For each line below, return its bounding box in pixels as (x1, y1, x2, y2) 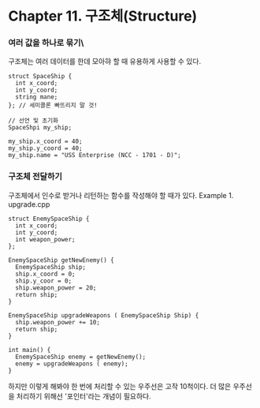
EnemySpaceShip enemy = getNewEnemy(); (15, 353, 147, 361)
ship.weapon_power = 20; (15, 283, 97, 292)
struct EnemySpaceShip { (8, 215, 90, 223)
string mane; (15, 93, 58, 101)
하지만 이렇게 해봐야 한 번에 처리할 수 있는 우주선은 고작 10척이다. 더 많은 (8, 381, 232, 391)
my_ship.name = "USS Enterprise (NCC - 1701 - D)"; (8, 152, 181, 159)
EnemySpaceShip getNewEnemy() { (8, 256, 114, 264)
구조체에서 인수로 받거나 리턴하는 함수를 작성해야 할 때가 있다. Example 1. (8, 190, 234, 200)
